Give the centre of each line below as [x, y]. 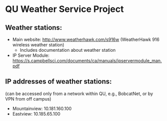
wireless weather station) [38, 45]
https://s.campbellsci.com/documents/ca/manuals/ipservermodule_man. [87, 60]
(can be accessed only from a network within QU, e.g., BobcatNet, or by [79, 94]
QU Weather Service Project [65, 9]
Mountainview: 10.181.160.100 [42, 109]
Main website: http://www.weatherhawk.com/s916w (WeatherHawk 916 [86, 39]
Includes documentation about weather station [68, 50]
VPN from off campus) [28, 99]
